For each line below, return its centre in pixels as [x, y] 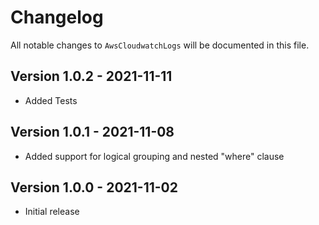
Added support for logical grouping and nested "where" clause [154, 156]
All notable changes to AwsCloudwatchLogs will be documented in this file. [160, 45]
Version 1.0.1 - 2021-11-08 [92, 132]
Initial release [52, 212]
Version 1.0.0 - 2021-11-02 [94, 187]
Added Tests [51, 100]
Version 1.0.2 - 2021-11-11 [91, 76]
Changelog [57, 17]
